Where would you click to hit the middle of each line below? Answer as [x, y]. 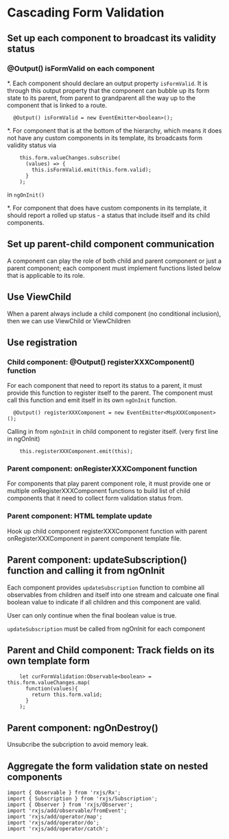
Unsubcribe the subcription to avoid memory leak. [78, 745]
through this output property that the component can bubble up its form [109, 90]
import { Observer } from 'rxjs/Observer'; [70, 805]
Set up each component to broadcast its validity [112, 38]
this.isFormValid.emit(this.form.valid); [92, 170]
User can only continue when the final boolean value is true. [92, 615]
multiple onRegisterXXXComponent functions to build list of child [99, 491]
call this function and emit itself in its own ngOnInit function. [92, 400]
